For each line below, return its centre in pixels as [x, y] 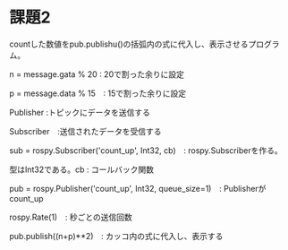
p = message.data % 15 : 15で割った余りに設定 [98, 93]
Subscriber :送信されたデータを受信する [86, 131]
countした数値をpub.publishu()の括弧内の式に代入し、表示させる [129, 44]
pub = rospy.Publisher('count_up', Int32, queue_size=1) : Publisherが [138, 188]
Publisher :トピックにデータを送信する [80, 112]
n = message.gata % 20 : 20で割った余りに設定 [97, 74]
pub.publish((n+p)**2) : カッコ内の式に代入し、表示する [116, 236]
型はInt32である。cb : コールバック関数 [82, 169]
